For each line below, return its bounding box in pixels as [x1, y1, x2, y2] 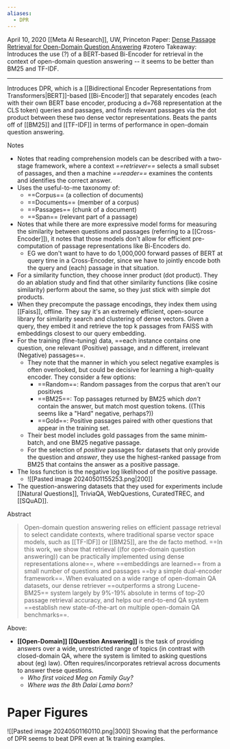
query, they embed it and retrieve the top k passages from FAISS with [16, 321, 214, 330]
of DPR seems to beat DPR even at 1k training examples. [7, 735, 166, 743]
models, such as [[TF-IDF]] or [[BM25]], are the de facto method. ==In [23, 537, 222, 545]
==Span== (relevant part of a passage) [27, 212, 138, 221]
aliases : [7, 10, 32, 17]
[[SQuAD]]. [16, 496, 49, 504]
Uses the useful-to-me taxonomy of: [16, 183, 120, 192]
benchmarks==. [23, 611, 70, 619]
